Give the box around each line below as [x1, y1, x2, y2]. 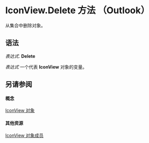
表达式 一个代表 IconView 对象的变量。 [5, 64, 87, 70]
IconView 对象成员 [5, 132, 44, 138]
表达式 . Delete [5, 53, 36, 59]
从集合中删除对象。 [5, 22, 46, 28]
